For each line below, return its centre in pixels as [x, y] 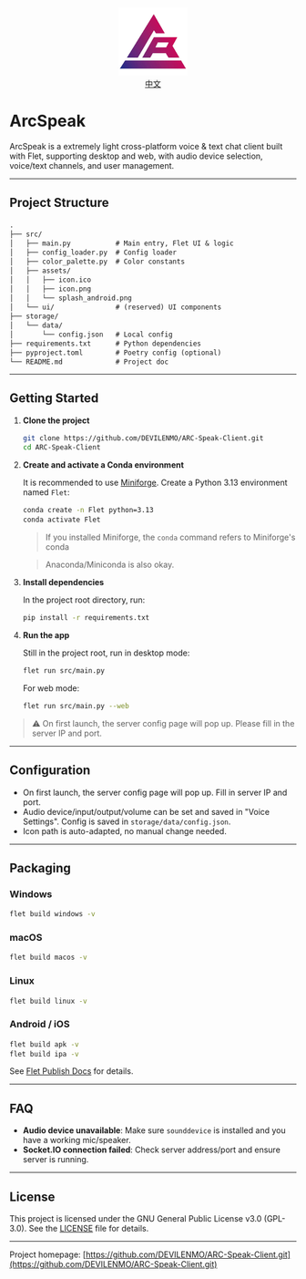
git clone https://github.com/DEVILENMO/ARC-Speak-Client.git [143, 438]
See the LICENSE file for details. [89, 1229]
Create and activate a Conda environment [103, 465]
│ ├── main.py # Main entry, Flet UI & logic [122, 243]
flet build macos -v [49, 958]
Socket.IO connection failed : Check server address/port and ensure [151, 1150]
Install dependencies [63, 583]
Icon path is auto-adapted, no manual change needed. [125, 830]
